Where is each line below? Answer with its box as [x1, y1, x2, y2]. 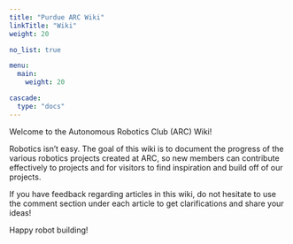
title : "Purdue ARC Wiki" [9, 12, 104, 22]
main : [17, 70, 38, 79]
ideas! [9, 207, 32, 217]
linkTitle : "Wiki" [9, 21, 77, 30]
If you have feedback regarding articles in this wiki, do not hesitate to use [9, 188, 277, 199]
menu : [9, 61, 29, 71]
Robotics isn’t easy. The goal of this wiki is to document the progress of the [9, 143, 285, 154]
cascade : [9, 94, 42, 103]
